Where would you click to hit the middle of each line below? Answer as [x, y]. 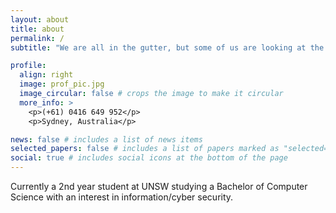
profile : [28, 66]
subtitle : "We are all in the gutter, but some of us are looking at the [167, 47]
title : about [37, 29]
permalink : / [37, 38]
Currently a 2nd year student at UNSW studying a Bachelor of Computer [159, 186]
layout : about [40, 19]
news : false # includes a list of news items [106, 139]
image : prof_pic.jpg [62, 84]
